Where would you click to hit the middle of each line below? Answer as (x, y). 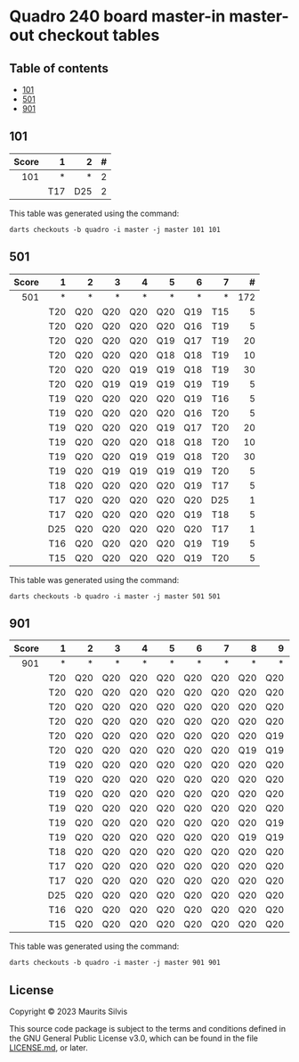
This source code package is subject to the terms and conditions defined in (148, 1029)
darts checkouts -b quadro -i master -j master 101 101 (115, 229)
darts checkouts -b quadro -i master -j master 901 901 (115, 963)
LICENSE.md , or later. (48, 1048)
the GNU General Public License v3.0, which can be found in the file (133, 1038)
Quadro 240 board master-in (117, 16)
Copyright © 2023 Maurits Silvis (69, 1012)
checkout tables (99, 35)
